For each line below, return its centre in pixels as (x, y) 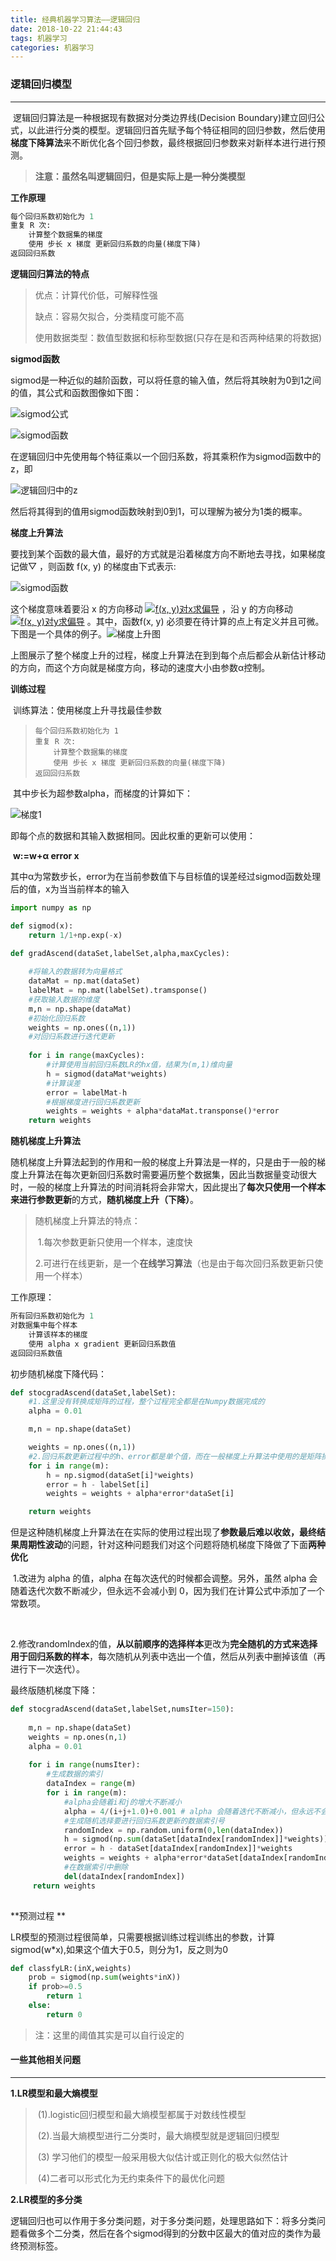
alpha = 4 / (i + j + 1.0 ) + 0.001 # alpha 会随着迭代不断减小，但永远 (188, 1811)
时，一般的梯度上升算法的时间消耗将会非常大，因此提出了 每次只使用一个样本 (168, 1187)
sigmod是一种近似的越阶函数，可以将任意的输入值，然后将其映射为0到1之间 (166, 380)
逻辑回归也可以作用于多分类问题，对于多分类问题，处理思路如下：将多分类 (163, 2220)
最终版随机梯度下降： (54, 1690)
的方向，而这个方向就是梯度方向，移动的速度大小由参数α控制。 (140, 667)
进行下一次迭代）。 (47, 1669)
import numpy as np (51, 907)
